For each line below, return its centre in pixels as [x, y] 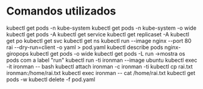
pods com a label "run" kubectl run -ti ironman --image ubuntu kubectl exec [102, 60]
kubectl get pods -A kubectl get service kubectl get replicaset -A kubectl [98, 34]
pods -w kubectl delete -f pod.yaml [51, 79]
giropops [18, 53]
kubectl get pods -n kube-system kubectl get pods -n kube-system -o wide [101, 28]
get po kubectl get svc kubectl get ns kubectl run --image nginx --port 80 [99, 41]
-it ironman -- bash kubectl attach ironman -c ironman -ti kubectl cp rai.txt [100, 66]
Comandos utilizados [61, 11]
